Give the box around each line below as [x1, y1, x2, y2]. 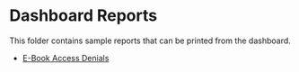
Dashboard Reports [9, 5, 158, 26]
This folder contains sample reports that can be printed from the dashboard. [9, 35, 292, 46]
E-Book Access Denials [22, 52, 110, 63]
